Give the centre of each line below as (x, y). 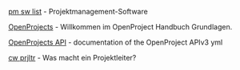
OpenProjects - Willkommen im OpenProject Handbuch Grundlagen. (120, 27)
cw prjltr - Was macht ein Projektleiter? (72, 58)
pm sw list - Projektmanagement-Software (78, 12)
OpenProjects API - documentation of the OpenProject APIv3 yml (116, 42)
